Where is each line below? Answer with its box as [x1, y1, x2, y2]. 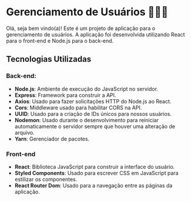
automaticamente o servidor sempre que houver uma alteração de [14, 123, 175, 130]
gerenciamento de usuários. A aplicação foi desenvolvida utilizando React [6, 31, 185, 38]
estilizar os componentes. [14, 176, 78, 183]
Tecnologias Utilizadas [6, 54, 92, 64]
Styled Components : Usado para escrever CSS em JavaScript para [14, 169, 179, 176]
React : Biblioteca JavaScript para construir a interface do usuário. [14, 163, 175, 170]
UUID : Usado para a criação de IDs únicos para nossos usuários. [14, 110, 172, 117]
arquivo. [14, 129, 35, 136]
